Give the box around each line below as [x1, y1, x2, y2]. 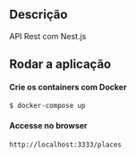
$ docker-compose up [9, 102, 87, 111]
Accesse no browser [9, 121, 88, 130]
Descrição [9, 7, 68, 22]
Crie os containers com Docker [9, 81, 127, 92]
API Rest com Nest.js [9, 30, 87, 41]
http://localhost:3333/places [9, 140, 123, 149]
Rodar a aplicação [9, 57, 112, 72]
